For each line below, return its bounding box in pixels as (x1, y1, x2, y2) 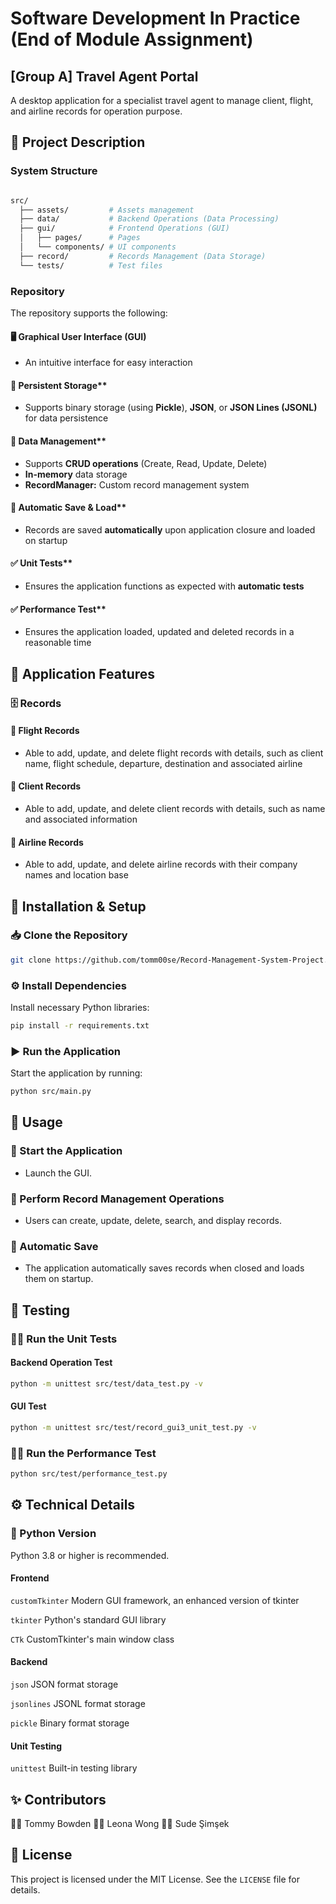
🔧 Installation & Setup (10, 898, 147, 915)
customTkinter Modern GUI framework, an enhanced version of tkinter (10, 1594, 300, 1606)
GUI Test (10, 1400, 47, 1412)
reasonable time (24, 637, 92, 649)
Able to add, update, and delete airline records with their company (24, 858, 298, 871)
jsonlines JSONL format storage (10, 1698, 146, 1710)
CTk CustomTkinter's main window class (10, 1633, 175, 1645)
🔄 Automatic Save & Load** (10, 502, 127, 514)
